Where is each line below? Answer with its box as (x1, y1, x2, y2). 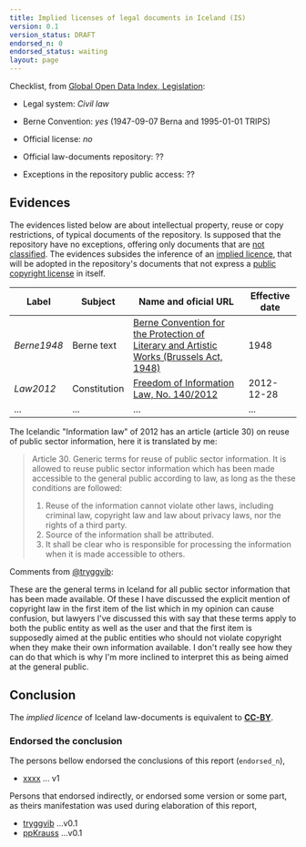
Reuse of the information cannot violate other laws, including (45, 500, 274, 511)
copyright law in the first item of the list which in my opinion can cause (9, 603, 275, 614)
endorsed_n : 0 (9, 38, 64, 48)
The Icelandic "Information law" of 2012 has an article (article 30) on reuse (9, 425, 290, 437)
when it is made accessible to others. (45, 548, 186, 559)
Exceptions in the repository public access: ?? (22, 169, 196, 179)
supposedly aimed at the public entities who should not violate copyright (9, 632, 282, 643)
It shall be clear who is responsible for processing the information (45, 538, 291, 549)
